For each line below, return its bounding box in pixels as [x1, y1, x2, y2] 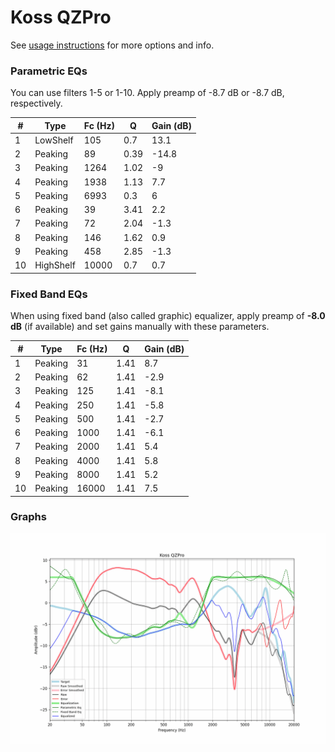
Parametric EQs [10, 64, 88, 78]
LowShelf [34, 134, 74, 146]
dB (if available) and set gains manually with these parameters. [10, 321, 270, 333]
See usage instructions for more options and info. [10, 39, 215, 51]
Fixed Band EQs [10, 287, 88, 301]
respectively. [10, 97, 63, 110]
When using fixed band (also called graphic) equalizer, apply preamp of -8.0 [10, 310, 326, 322]
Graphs [10, 510, 47, 524]
